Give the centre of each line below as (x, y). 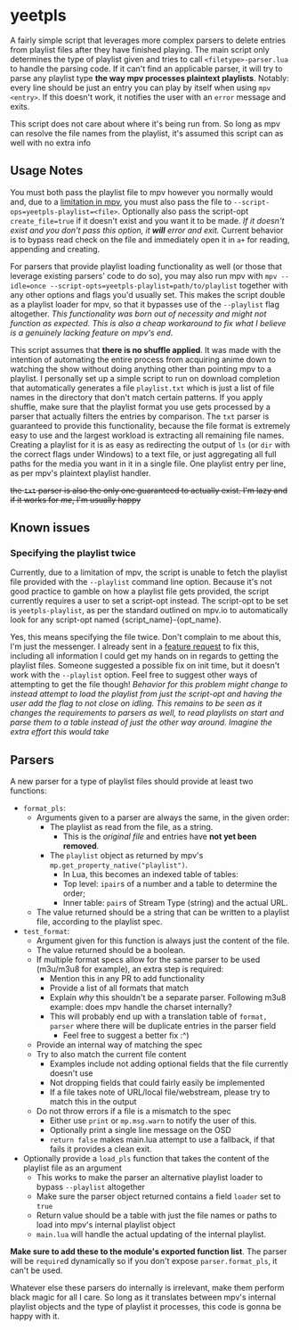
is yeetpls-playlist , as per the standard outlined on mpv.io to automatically (149, 611)
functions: (28, 791)
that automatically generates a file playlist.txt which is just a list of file (142, 388)
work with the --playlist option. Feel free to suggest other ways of (134, 675)
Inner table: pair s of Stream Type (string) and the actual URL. (175, 903)
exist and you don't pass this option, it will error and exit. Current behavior (147, 230)
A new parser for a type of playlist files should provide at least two (132, 782)
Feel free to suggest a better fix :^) (126, 1036)
